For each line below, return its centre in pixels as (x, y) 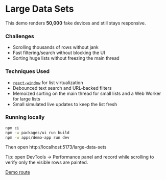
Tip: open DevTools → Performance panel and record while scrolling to (80, 157)
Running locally (25, 117)
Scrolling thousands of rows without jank (55, 47)
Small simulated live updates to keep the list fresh (65, 104)
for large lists (27, 99)
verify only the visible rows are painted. (47, 162)
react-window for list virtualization (48, 83)
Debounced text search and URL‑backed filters (62, 88)
